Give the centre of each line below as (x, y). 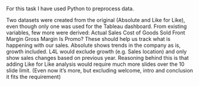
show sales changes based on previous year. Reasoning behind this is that (97, 58)
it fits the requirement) (34, 77)
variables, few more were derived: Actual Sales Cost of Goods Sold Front (96, 33)
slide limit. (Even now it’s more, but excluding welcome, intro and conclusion (100, 70)
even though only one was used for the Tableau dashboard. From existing (97, 26)
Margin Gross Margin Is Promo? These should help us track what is (88, 39)
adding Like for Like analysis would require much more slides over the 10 (95, 64)
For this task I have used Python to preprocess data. (70, 9)
